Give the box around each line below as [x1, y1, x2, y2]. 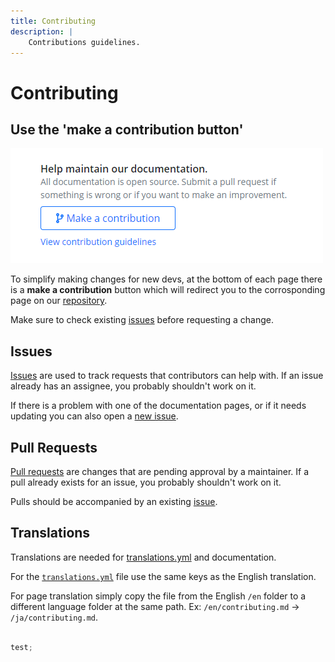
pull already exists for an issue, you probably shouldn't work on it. [10, 476, 282, 488]
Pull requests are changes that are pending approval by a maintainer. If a [10, 466, 310, 477]
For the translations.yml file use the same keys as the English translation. [10, 570, 317, 582]
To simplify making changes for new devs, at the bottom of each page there [10, 273, 323, 285]
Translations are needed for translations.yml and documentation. [10, 551, 277, 563]
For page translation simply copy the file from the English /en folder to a [10, 590, 307, 602]
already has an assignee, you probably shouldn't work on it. [10, 380, 257, 392]
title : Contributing [10, 16, 97, 26]
